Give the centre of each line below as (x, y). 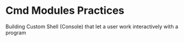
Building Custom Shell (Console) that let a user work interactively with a (92, 26)
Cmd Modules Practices (65, 11)
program (16, 32)
